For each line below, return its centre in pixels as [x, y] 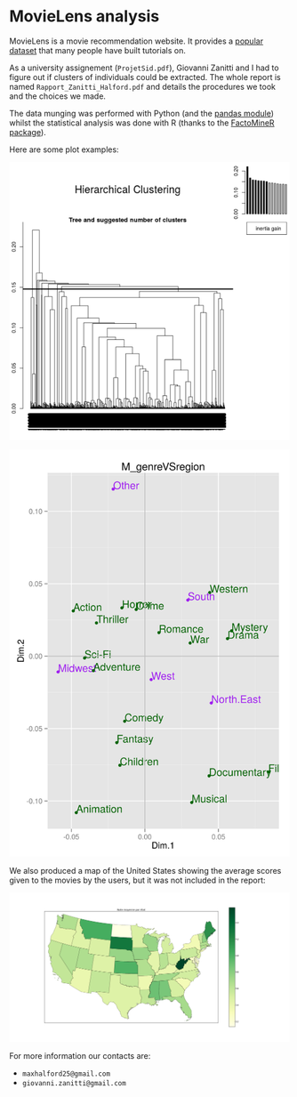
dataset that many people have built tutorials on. [98, 50]
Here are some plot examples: [64, 149]
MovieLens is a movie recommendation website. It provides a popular [136, 41]
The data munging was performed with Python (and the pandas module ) [141, 113]
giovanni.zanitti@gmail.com [74, 1083]
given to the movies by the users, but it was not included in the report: [137, 880]
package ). [28, 132]
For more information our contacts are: [80, 1055]
